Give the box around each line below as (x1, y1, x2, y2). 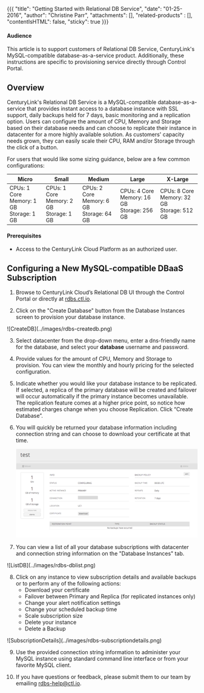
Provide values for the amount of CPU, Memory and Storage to (15, 355, 173, 363)
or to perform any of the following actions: (15, 579, 122, 587)
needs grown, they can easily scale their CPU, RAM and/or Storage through (7, 137, 196, 145)
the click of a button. (7, 144, 59, 151)
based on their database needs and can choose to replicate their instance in (7, 125, 197, 132)
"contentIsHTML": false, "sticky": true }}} (7, 18, 109, 25)
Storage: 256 (120, 207, 153, 214)
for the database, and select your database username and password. (15, 343, 189, 351)
